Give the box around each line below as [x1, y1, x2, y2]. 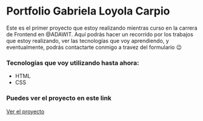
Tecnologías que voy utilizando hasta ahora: [6, 59, 139, 67]
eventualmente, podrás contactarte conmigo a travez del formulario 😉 [6, 44, 182, 51]
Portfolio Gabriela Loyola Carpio [6, 4, 170, 18]
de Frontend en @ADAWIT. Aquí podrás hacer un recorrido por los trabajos [6, 30, 194, 38]
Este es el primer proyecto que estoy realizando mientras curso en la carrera [6, 24, 198, 31]
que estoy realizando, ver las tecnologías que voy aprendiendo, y [6, 37, 169, 44]
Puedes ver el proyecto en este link [6, 94, 112, 102]
